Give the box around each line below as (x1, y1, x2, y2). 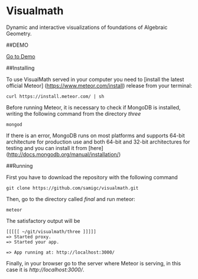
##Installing (6, 64, 35, 72)
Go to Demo (6, 53, 35, 60)
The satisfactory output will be (6, 217, 80, 224)
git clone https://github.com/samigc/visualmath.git (6, 185, 139, 191)
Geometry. (6, 30, 32, 37)
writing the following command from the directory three (6, 110, 141, 117)
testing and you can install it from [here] (6, 144, 103, 151)
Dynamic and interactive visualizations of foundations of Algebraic (6, 24, 168, 31)
